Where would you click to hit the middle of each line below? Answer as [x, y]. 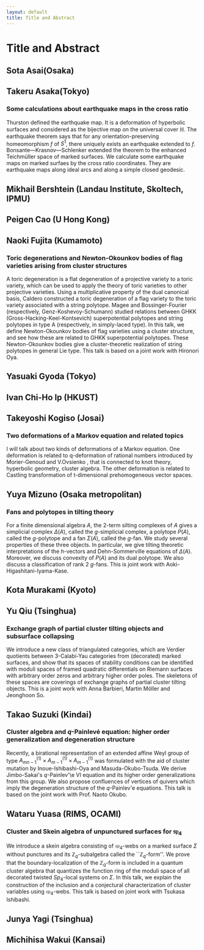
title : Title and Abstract [41, 18]
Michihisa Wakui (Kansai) [56, 940]
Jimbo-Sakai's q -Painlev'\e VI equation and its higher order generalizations [101, 775]
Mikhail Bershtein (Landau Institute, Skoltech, [95, 189]
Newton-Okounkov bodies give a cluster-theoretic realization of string [94, 344]
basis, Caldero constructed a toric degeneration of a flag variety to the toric [101, 298]
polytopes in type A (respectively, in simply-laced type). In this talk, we [96, 324]
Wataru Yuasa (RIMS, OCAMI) [64, 814]
